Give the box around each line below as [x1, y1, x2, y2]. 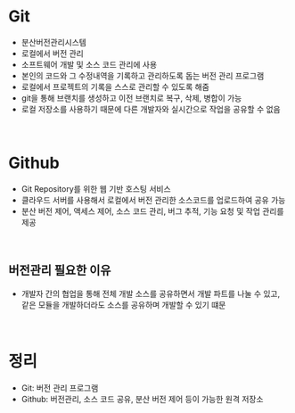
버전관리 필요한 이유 [8, 263, 111, 278]
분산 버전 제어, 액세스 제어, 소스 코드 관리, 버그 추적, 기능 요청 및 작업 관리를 [20, 205, 284, 216]
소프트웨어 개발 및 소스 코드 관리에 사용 [20, 59, 158, 70]
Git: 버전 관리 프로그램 [20, 382, 99, 393]
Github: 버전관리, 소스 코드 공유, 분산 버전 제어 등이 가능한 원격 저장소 [20, 393, 264, 404]
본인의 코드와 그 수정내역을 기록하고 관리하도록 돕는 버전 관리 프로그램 [20, 70, 265, 81]
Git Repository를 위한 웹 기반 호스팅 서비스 [20, 183, 171, 194]
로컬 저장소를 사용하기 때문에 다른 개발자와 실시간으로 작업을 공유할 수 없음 [20, 103, 282, 114]
